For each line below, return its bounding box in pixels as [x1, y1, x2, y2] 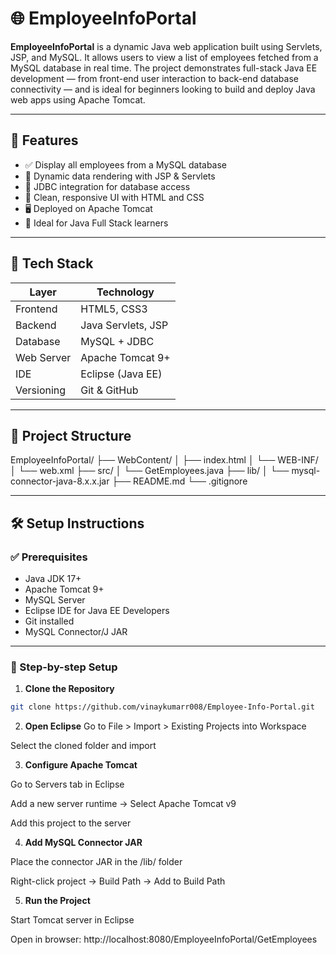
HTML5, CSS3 [80, 302, 148, 316]
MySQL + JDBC [80, 334, 155, 348]
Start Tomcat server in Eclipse [10, 914, 135, 926]
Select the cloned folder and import [10, 740, 157, 752]
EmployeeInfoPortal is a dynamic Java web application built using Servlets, [10, 40, 323, 52]
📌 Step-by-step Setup [10, 660, 118, 674]
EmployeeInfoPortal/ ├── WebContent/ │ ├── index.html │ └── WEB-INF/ [10, 454, 319, 466]
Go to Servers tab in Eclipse [10, 778, 125, 791]
